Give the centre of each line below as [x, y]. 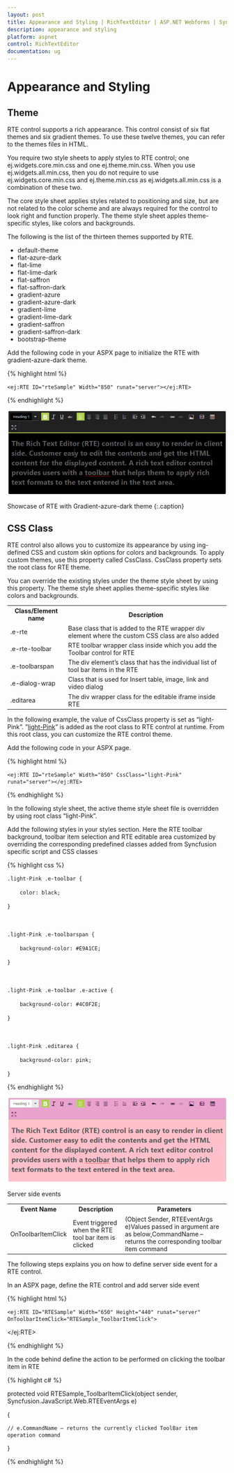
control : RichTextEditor [43, 44]
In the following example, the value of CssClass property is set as [101, 719]
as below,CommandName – [164, 1234]
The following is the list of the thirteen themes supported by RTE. [100, 237]
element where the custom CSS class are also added [143, 636]
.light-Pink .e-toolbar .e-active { [60, 991]
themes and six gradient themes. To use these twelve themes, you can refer [116, 137]
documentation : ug [34, 52]
